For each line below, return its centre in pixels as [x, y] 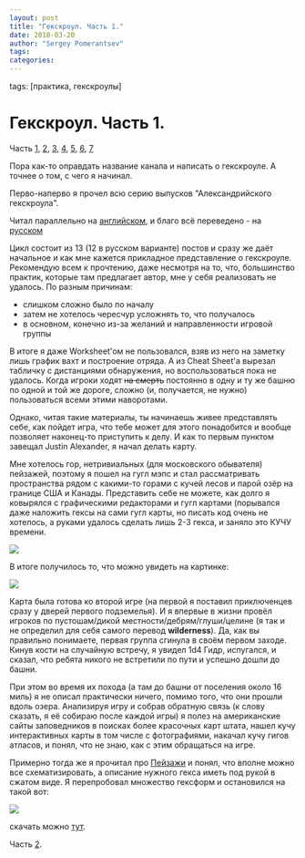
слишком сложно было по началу [88, 304]
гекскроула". [34, 202]
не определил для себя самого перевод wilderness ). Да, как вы [135, 630]
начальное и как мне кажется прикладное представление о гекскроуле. [151, 257]
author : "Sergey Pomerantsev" [67, 43]
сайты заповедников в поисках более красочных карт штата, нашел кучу [152, 725]
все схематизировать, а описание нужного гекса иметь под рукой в [142, 772]
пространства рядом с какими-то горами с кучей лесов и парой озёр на [152, 483]
